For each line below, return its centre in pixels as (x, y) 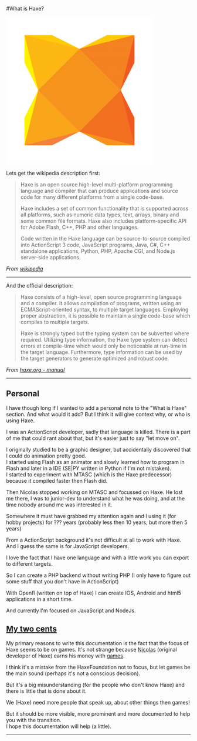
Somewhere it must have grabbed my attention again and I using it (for (91, 516)
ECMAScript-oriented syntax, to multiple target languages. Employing (104, 309)
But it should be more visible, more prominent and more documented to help (98, 713)
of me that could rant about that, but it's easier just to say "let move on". (93, 438)
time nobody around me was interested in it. (59, 505)
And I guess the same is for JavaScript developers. (68, 546)
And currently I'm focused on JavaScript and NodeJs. (71, 610)
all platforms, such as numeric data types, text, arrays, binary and (100, 215)
